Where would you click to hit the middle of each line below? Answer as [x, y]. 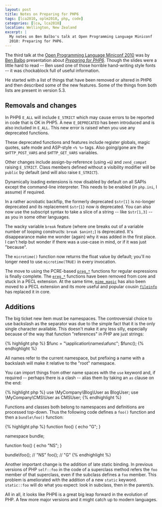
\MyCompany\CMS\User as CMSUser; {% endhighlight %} [63, 398]
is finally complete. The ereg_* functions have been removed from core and [80, 276]
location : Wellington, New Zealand [41, 28]
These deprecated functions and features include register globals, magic [78, 142]
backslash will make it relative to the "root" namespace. [60, 363]
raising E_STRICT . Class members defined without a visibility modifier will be [80, 167]
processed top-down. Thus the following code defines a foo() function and [80, 412]
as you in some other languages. [37, 217]
